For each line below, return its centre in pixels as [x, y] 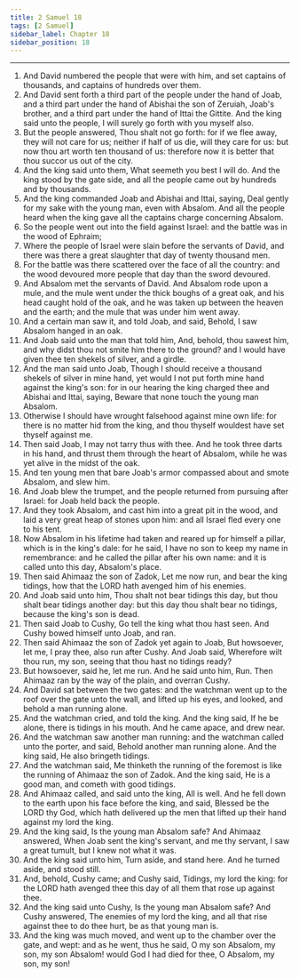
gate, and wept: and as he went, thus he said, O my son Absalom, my [149, 945]
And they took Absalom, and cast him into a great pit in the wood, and [150, 510]
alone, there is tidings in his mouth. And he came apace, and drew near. [154, 728]
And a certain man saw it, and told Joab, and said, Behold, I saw [140, 322]
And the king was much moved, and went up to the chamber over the [149, 935]
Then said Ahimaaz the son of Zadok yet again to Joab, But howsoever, [153, 643]
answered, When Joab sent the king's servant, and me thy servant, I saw [156, 841]
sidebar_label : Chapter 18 [60, 34]
